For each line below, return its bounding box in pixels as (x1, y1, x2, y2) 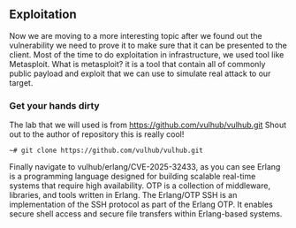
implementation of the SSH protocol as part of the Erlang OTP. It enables (9, 199, 274, 210)
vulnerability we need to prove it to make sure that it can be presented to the (9, 40, 287, 50)
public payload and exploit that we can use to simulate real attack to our (9, 68, 271, 79)
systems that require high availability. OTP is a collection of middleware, (9, 180, 271, 191)
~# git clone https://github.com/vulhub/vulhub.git (9, 146, 203, 156)
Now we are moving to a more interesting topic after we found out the (9, 30, 262, 41)
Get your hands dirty (9, 99, 100, 111)
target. (9, 77, 34, 87)
